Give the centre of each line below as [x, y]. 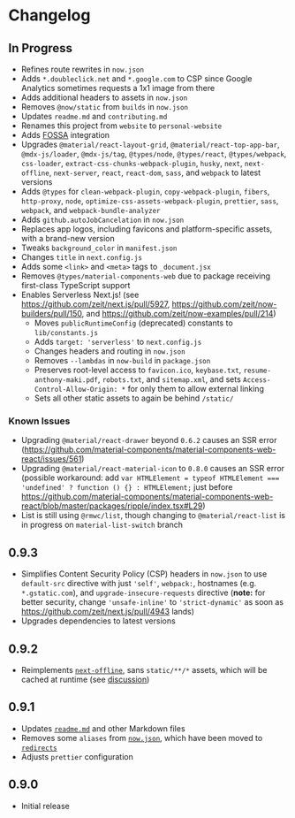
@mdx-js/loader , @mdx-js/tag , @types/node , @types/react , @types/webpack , [154, 154]
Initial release [45, 806]
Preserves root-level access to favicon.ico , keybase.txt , [138, 370]
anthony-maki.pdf [66, 380]
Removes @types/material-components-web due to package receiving [146, 276]
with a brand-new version [68, 238]
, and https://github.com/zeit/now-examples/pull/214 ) [179, 313]
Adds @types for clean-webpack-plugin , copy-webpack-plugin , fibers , [145, 191]
